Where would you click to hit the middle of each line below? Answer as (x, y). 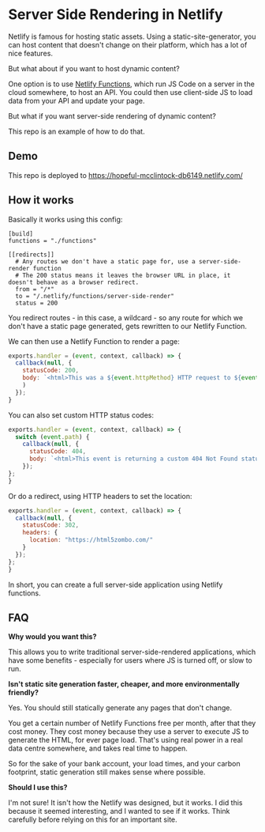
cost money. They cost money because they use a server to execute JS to (129, 732)
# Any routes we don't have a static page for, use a (105, 261)
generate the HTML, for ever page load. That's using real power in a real (125, 740)
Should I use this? (38, 788)
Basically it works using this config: (65, 219)
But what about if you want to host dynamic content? (94, 68)
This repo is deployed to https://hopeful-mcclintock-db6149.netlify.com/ (125, 175)
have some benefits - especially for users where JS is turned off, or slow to (130, 660)
